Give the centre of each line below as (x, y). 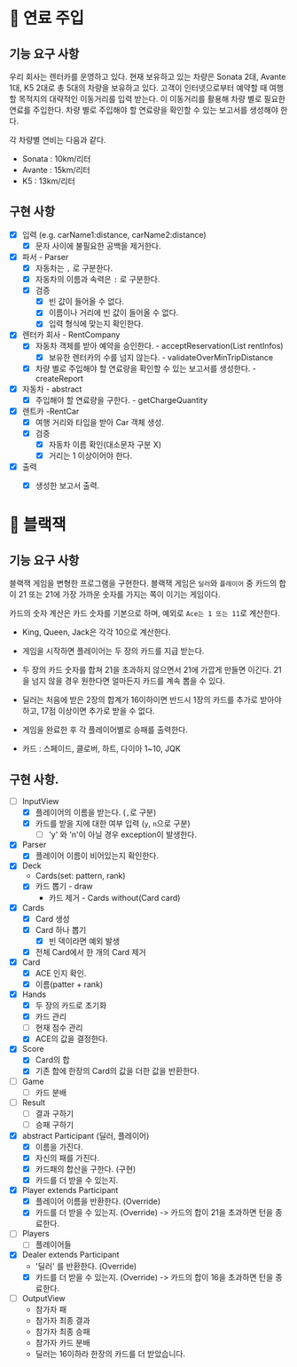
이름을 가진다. (59, 1147)
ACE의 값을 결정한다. (71, 1039)
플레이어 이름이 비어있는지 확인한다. (97, 856)
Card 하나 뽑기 (61, 929)
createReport (59, 378)
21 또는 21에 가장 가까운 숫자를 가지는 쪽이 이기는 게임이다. (119, 595)
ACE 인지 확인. (61, 973)
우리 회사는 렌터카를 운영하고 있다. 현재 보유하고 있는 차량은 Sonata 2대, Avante (148, 77)
